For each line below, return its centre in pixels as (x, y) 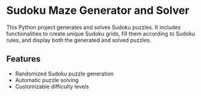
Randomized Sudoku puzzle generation (64, 74)
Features (23, 59)
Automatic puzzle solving (47, 80)
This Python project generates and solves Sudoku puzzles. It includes (94, 27)
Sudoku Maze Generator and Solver (98, 11)
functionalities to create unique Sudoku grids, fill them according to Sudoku (101, 33)
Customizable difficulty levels (52, 86)
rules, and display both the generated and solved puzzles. (79, 40)
